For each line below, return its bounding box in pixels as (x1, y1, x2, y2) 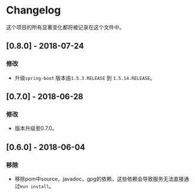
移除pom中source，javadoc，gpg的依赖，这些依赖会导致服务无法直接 (14, 176, 184, 182)
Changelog (6, 4, 61, 17)
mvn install (19, 184, 49, 190)
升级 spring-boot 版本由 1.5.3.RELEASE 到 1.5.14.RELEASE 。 (14, 74, 156, 81)
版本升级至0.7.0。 (14, 125, 58, 132)
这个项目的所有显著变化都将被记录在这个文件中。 (6, 23, 125, 31)
